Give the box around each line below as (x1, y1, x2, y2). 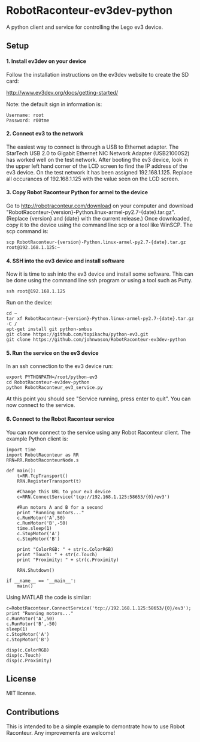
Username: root (6, 112, 44, 118)
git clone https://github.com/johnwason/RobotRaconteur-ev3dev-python (6, 337, 186, 343)
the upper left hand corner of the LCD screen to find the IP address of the (6, 162, 187, 170)
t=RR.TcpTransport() (17, 473, 68, 479)
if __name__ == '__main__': (6, 578, 77, 584)
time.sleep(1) (17, 525, 52, 531)
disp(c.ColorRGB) (6, 647, 50, 653)
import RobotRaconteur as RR (6, 452, 79, 458)
